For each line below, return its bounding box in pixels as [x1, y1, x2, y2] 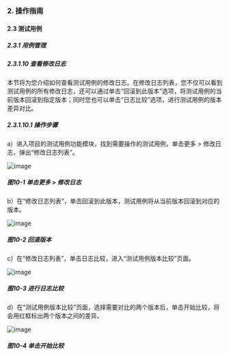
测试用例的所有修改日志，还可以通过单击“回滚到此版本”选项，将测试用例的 [7, 87, 217, 95]
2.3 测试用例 [7, 24, 42, 32]
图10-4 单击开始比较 [7, 342, 64, 350]
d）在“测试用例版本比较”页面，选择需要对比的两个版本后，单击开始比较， [7, 303, 214, 311]
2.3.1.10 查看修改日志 [7, 60, 66, 68]
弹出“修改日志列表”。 [18, 148, 79, 156]
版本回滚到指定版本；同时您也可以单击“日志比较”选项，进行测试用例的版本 [12, 95, 222, 103]
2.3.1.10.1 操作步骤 [7, 121, 58, 129]
